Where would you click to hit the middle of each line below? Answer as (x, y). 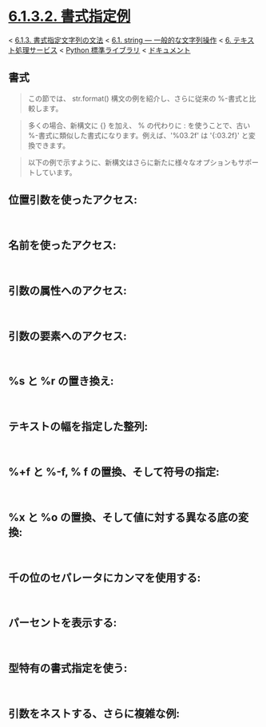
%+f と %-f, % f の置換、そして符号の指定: (114, 472)
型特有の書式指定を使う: (68, 668)
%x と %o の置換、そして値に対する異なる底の (123, 517)
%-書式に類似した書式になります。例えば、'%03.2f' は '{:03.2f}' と (138, 135)
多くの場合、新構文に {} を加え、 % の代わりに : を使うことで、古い (139, 125)
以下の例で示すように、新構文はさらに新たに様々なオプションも (133, 162)
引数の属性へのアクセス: (67, 290)
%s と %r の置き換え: (61, 381)
